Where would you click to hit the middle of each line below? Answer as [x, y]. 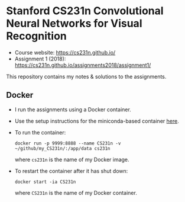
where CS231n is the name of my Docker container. [76, 193]
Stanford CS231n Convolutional [85, 11]
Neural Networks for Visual [74, 23]
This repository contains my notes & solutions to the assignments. [86, 76]
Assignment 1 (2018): [40, 59]
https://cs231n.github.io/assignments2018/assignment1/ [83, 65]
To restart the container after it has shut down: [71, 171]
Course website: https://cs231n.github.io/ [65, 52]
